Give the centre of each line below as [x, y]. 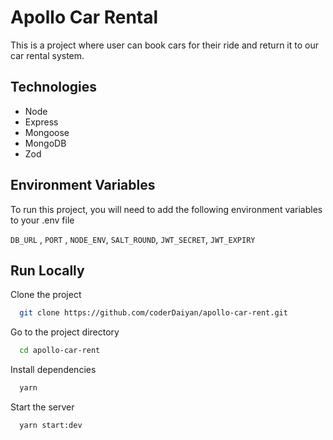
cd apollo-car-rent [60, 351]
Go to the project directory [65, 332]
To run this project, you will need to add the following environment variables [166, 209]
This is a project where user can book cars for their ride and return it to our [164, 45]
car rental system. [47, 55]
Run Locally [47, 270]
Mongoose [47, 132]
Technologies [54, 87]
